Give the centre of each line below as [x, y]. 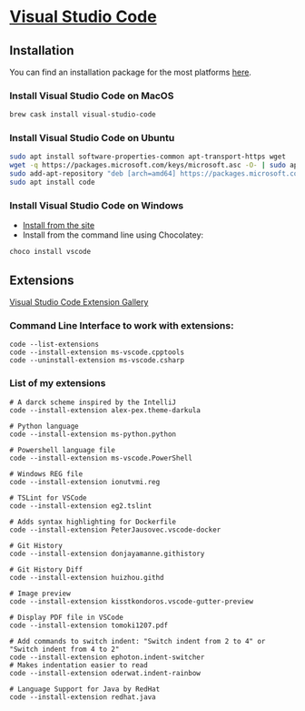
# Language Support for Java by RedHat [85, 689]
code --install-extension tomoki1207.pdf [89, 625]
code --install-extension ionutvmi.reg [85, 482]
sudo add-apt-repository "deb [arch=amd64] [93, 174]
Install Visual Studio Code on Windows [97, 205]
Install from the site [59, 226]
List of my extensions [58, 383]
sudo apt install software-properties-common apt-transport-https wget [148, 157]
